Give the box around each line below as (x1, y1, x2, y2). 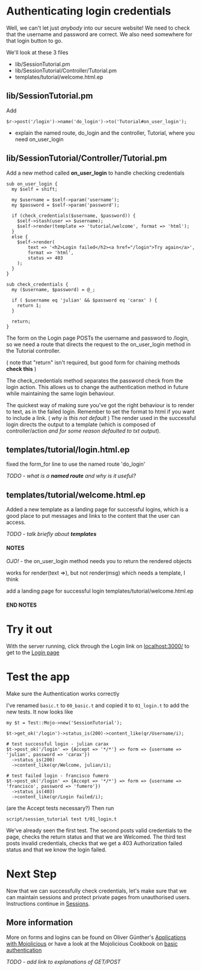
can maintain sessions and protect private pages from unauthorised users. (6, 893, 191, 901)
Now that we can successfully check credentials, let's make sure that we (6, 887, 187, 894)
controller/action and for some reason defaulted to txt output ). (6, 427, 161, 434)
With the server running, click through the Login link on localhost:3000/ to (6, 642, 190, 650)
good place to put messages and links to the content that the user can (6, 512, 181, 520)
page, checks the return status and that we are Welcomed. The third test (6, 833, 187, 840)
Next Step (6, 867, 57, 881)
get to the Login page (6, 648, 60, 656)
